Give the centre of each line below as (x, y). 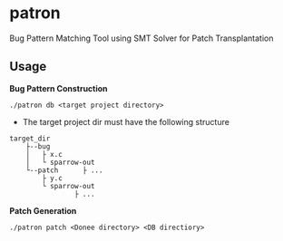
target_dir (30, 139)
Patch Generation (43, 210)
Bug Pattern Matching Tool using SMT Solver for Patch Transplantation (141, 38)
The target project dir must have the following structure (126, 121)
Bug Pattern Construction (59, 88)
